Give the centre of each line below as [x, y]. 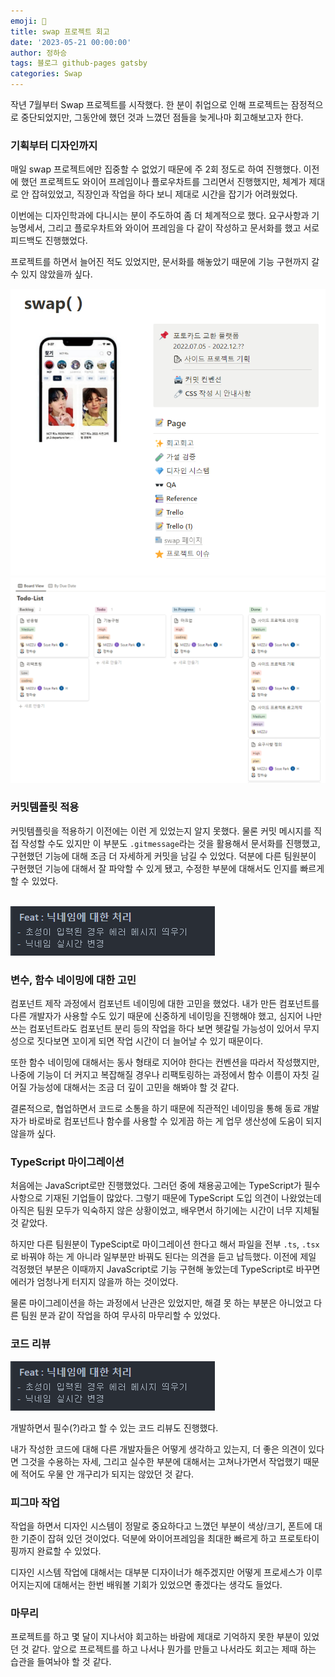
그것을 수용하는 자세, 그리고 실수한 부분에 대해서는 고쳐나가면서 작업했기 [161, 1461]
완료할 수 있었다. [69, 1551]
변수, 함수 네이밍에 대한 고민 [73, 980]
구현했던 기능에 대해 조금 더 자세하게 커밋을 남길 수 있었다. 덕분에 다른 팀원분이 [163, 856]
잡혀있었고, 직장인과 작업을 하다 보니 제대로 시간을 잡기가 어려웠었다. [164, 194]
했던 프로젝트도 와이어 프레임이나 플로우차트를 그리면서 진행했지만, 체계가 [163, 182]
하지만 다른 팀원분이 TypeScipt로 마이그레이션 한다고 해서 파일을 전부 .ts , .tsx [165, 1244]
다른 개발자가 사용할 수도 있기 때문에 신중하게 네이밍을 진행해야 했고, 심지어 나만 [166, 1016]
